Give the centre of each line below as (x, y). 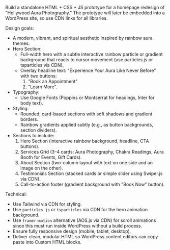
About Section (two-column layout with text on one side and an (86, 162)
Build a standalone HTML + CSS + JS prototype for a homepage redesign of (85, 7)
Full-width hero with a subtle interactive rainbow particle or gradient (91, 54)
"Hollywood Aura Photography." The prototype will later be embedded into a (85, 13)
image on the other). (42, 168)
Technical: (16, 194)
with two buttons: (38, 76)
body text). (32, 103)
